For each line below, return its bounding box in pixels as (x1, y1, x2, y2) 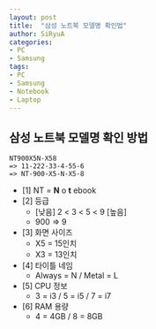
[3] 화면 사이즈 (21, 227, 73, 238)
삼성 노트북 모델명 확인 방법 (9, 130, 148, 145)
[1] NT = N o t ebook (21, 185, 97, 195)
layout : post (9, 12, 57, 22)
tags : (9, 63, 29, 72)
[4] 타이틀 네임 (21, 260, 73, 271)
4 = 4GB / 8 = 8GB (34, 311, 103, 322)
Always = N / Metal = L (34, 271, 119, 281)
